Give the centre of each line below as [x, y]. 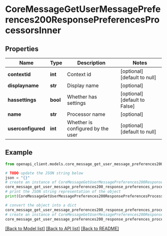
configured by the [88, 128]
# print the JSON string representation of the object [63, 192]
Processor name [86, 114]
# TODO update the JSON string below [44, 173]
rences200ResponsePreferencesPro [83, 20]
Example [19, 152]
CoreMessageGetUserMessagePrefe [83, 9]
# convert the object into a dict [41, 205]
